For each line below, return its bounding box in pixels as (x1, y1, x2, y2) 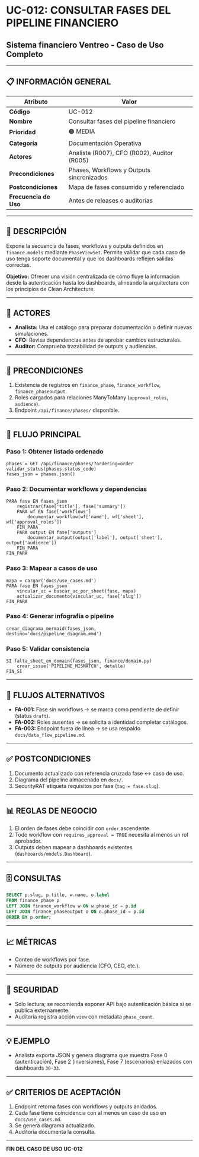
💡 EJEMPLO (6, 1036, 50, 1046)
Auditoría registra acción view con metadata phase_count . (14, 1013, 154, 1020)
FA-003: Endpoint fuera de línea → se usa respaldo (14, 724, 141, 732)
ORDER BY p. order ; (6, 914, 52, 920)
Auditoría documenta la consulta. (14, 1128, 96, 1135)
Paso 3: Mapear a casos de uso (6, 564, 98, 572)
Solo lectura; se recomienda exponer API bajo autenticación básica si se (14, 1001, 191, 1008)
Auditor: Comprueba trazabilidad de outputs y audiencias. (14, 343, 158, 350)
